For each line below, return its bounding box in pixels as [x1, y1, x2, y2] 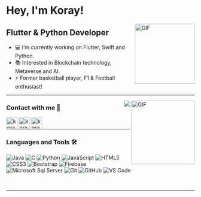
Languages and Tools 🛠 [6, 138, 78, 147]
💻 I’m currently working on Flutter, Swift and [14, 44, 126, 51]
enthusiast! [14, 83, 43, 90]
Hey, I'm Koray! [6, 4, 84, 17]
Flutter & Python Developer [6, 28, 109, 38]
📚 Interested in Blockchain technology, [14, 59, 112, 66]
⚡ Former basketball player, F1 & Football [14, 74, 115, 81]
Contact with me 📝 [6, 103, 61, 111]
